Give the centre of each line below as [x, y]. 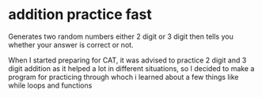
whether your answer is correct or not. [71, 44]
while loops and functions [50, 85]
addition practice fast [80, 15]
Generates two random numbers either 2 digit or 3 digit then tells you [121, 36]
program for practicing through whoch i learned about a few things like [123, 77]
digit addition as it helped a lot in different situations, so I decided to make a [131, 68]
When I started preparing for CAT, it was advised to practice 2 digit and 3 [127, 60]
